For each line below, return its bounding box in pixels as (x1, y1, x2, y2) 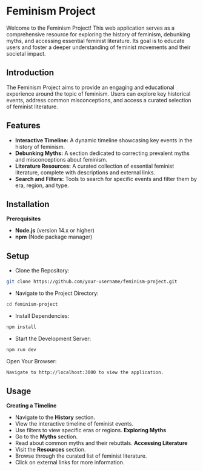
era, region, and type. (15, 182, 70, 189)
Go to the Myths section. (15, 433, 78, 440)
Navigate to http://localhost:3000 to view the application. (6, 369, 164, 375)
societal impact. (6, 50, 47, 57)
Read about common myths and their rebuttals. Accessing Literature (15, 440, 188, 447)
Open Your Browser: (6, 357, 57, 364)
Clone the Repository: (15, 267, 70, 274)
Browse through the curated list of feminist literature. (15, 452, 147, 459)
